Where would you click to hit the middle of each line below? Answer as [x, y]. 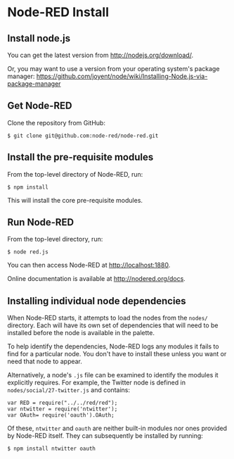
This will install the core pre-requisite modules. [75, 200]
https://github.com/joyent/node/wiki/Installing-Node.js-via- [122, 76]
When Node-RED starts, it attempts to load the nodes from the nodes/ [108, 318]
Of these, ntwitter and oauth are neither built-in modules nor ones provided [117, 428]
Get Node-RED [40, 106]
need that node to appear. [45, 361]
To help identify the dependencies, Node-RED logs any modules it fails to [113, 346]
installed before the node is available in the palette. [81, 333]
